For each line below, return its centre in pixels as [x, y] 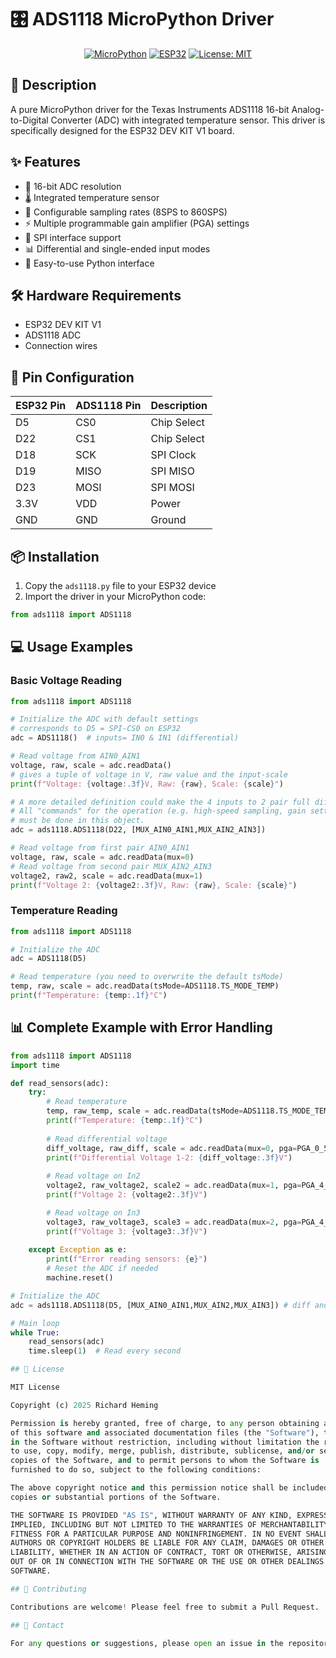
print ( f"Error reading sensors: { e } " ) [127, 1259]
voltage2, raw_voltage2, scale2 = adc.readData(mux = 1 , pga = [174, 1186]
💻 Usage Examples [72, 647]
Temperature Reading [64, 911]
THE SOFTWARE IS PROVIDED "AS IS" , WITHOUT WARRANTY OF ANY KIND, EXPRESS [169, 1515]
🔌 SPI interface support [73, 237]
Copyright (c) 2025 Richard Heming [84, 1405]
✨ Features [45, 162]
